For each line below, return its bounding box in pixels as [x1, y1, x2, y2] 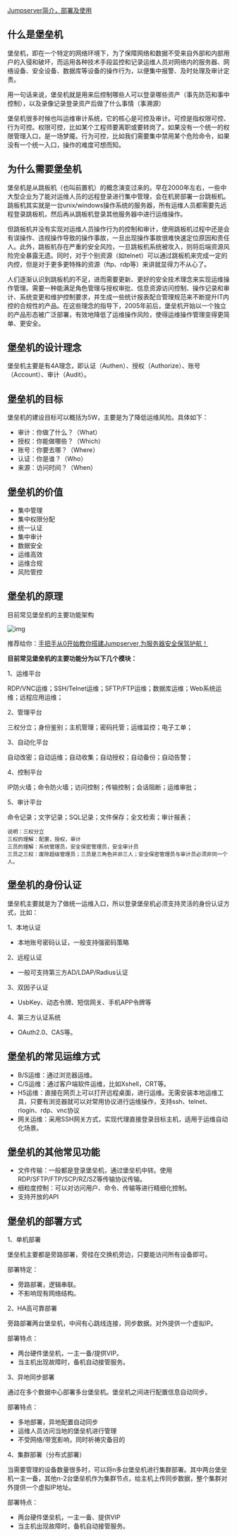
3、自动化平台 [7, 738, 49, 746]
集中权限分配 [17, 515, 55, 523]
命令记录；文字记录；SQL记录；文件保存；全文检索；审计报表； [7, 813, 193, 821]
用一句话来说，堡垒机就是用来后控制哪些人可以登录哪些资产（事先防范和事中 [7, 90, 230, 99]
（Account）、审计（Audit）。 [7, 370, 90, 379]
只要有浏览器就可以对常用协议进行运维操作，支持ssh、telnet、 [30, 1097, 212, 1105]
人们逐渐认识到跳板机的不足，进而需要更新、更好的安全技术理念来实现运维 [7, 274, 224, 284]
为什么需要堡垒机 [7, 163, 82, 175]
